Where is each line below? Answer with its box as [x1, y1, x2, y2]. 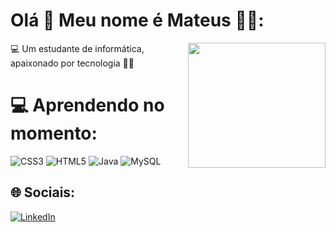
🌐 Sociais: [10, 184, 76, 201]
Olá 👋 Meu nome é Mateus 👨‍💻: [10, 9, 265, 32]
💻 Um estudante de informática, [10, 42, 145, 54]
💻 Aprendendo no [10, 94, 165, 117]
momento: [10, 122, 98, 145]
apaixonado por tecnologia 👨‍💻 [10, 57, 135, 69]
